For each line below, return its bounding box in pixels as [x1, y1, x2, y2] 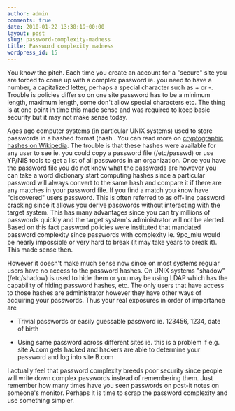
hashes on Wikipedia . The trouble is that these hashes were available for [7, 141, 217, 150]
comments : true [7, 17, 52, 24]
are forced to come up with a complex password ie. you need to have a [7, 75, 212, 84]
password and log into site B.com [17, 352, 114, 361]
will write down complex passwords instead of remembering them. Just [7, 373, 213, 382]
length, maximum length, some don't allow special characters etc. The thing [7, 98, 226, 106]
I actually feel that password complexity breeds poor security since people [7, 366, 222, 375]
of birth [17, 324, 39, 333]
